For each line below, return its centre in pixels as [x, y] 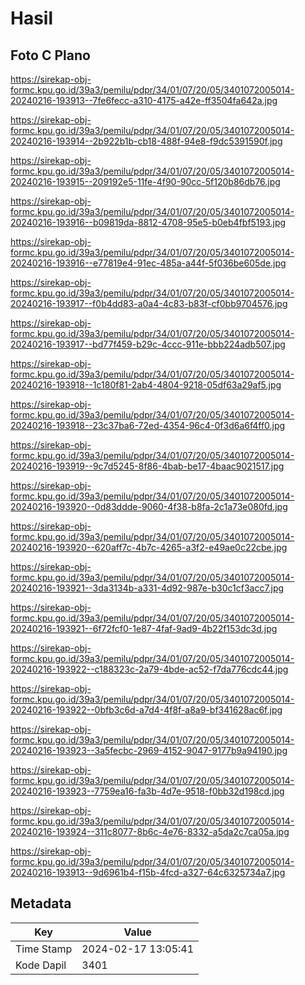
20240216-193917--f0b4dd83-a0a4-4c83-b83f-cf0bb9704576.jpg [149, 303]
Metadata [41, 903]
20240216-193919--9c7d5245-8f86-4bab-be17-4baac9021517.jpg [147, 466]
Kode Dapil [41, 965]
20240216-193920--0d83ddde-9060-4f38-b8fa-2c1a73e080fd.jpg [149, 506]
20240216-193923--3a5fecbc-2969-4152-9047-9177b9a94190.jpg [149, 750]
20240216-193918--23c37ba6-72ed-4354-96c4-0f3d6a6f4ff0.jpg [148, 425]
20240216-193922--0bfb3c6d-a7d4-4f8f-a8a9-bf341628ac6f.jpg [146, 710]
